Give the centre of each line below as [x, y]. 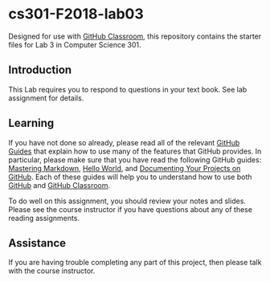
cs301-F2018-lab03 [76, 14]
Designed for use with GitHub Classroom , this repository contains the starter [135, 36]
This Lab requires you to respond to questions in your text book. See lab [128, 89]
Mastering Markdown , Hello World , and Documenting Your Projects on [125, 168]
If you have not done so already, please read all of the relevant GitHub [124, 142]
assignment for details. [46, 98]
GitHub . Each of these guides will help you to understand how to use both [130, 177]
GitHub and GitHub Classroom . [59, 185]
